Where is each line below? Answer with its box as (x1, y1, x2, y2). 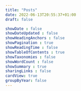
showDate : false (5, 26, 42, 31)
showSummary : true (5, 64, 47, 69)
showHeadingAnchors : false (5, 36, 65, 41)
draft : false (5, 17, 33, 22)
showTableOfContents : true (5, 49, 65, 55)
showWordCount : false (5, 59, 53, 64)
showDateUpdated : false (5, 31, 58, 36)
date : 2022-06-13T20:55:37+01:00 (5, 12, 76, 17)
